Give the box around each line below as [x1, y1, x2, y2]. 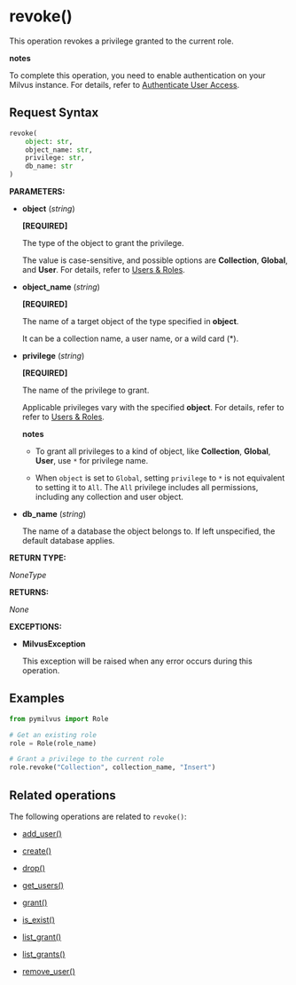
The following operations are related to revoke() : [9, 811, 188, 822]
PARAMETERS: [9, 187, 66, 196]
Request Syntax [9, 105, 99, 121]
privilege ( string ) [21, 351, 85, 361]
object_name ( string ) [21, 282, 100, 292]
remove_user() [21, 966, 75, 976]
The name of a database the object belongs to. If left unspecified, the [21, 526, 276, 536]
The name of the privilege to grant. [21, 385, 150, 395]
